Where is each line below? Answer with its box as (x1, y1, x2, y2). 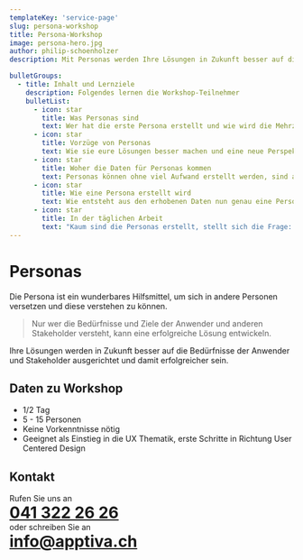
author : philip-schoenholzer (9, 47, 119, 56)
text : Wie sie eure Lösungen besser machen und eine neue (41, 147, 264, 156)
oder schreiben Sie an (9, 522, 92, 533)
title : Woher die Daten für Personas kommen (41, 163, 212, 172)
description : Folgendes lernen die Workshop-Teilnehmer (25, 87, 241, 97)
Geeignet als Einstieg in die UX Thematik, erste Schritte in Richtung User (22, 434, 292, 445)
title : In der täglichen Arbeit (41, 214, 164, 223)
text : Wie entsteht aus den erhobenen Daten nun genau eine (41, 197, 272, 207)
